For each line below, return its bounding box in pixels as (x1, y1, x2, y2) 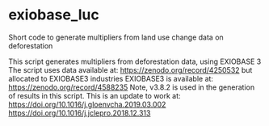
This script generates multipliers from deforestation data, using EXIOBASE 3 (8, 57, 262, 66)
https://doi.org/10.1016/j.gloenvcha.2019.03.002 (8, 99, 166, 109)
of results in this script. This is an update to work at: (8, 90, 181, 100)
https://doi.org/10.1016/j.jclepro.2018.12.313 (8, 107, 151, 118)
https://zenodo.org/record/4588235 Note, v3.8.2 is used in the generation (8, 82, 255, 92)
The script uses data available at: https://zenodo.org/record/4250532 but (8, 65, 253, 74)
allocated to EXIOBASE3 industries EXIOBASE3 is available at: (8, 73, 214, 83)
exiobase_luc (8, 6, 99, 24)
